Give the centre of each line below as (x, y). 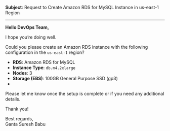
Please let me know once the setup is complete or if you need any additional (85, 94)
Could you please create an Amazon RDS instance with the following (77, 47)
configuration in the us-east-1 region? (45, 52)
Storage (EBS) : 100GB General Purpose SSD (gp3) (65, 78)
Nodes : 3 (22, 73)
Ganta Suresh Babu (25, 124)
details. (13, 99)
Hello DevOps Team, (27, 27)
